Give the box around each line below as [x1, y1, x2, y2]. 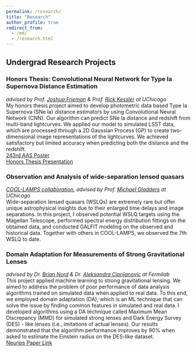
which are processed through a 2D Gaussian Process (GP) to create [6, 127, 170, 134]
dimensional [6, 133, 36, 140]
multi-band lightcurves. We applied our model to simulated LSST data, [6, 121, 176, 128]
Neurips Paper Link [6, 339, 53, 346]
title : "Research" [6, 14, 51, 20]
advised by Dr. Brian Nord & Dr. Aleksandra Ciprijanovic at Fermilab [6, 271, 170, 278]
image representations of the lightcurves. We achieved [36, 133, 169, 140]
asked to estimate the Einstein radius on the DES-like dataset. [6, 333, 154, 340]
